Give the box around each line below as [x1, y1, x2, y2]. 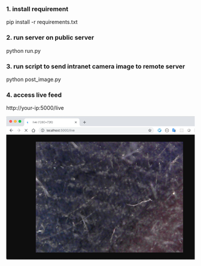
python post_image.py [6, 76, 62, 83]
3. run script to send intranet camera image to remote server [6, 62, 185, 70]
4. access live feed [6, 91, 62, 99]
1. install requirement [6, 5, 69, 13]
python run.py [6, 47, 41, 54]
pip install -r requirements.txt [6, 19, 78, 26]
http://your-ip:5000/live [6, 104, 64, 112]
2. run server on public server [6, 34, 95, 42]
